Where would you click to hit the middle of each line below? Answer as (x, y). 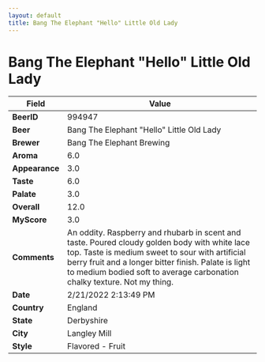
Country (28, 307)
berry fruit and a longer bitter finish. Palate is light (159, 262)
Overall (26, 207)
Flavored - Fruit (96, 346)
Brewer (26, 143)
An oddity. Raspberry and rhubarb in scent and (154, 232)
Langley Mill (89, 334)
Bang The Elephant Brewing (118, 143)
